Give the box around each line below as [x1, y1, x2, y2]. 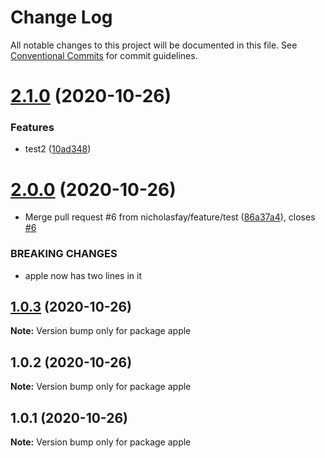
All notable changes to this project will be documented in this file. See [10, 39, 298, 51]
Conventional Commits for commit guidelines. [10, 49, 198, 61]
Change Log [10, 6, 113, 29]
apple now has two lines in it [24, 269, 143, 281]
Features [10, 121, 55, 135]
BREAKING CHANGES [10, 247, 118, 261]
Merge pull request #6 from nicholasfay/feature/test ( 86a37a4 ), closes [24, 211, 316, 223]
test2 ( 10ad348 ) [24, 143, 92, 155]
